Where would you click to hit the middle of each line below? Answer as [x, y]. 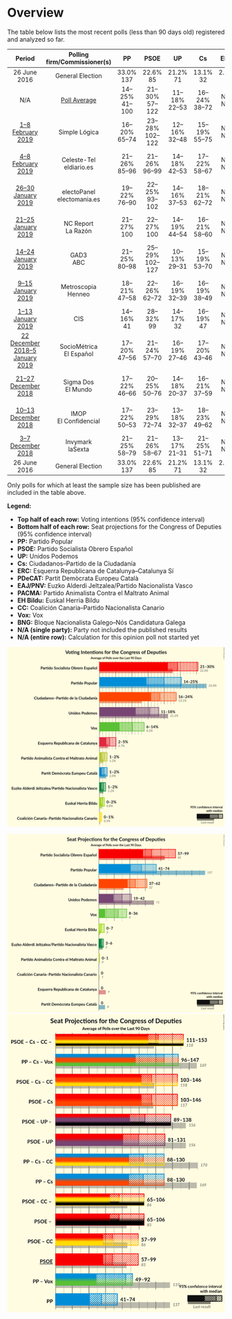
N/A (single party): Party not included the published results [102, 630]
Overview [36, 13]
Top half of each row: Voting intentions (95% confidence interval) [111, 519]
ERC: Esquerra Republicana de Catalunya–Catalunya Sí [95, 571]
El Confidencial [79, 421]
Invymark [78, 442]
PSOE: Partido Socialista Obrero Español [75, 549]
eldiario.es [79, 167]
